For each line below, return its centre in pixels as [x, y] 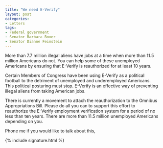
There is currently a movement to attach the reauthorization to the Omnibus [81, 100]
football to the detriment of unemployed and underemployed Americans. [78, 80]
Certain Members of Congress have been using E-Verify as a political [75, 75]
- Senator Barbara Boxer [30, 37]
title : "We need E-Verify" [33, 10]
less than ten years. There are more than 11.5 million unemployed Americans [82, 116]
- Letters [15, 23]
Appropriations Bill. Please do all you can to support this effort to [70, 105]
